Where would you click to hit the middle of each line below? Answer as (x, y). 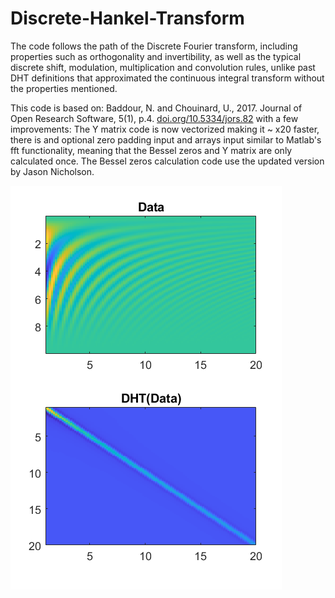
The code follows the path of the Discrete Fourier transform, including (154, 46)
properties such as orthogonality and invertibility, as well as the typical (156, 56)
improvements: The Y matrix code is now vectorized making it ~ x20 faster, (165, 129)
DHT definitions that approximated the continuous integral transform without (167, 78)
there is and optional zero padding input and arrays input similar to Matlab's (166, 139)
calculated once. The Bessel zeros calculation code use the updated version (167, 161)
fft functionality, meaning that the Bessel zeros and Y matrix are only (151, 150)
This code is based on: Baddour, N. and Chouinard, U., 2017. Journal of (156, 108)
